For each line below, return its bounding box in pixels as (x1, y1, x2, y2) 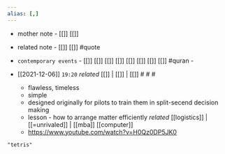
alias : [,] (7, 10, 39, 17)
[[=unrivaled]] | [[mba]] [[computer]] (27, 120, 133, 129)
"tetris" (7, 141, 33, 148)
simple (27, 91, 48, 99)
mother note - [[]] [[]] (17, 29, 79, 38)
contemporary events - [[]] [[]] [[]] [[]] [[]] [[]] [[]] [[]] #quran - (17, 56, 194, 65)
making (27, 105, 50, 114)
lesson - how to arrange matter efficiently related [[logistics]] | (27, 113, 208, 121)
